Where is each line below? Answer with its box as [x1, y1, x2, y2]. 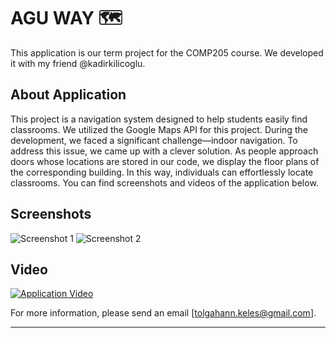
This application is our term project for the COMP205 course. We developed [10, 46, 324, 59]
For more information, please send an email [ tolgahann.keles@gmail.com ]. [10, 307, 317, 319]
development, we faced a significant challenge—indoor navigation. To [10, 134, 298, 146]
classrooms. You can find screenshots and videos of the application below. [10, 176, 319, 189]
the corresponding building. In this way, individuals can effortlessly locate [10, 166, 314, 178]
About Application [10, 86, 127, 104]
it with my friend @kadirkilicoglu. [10, 57, 146, 69]
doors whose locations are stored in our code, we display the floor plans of [10, 155, 320, 167]
